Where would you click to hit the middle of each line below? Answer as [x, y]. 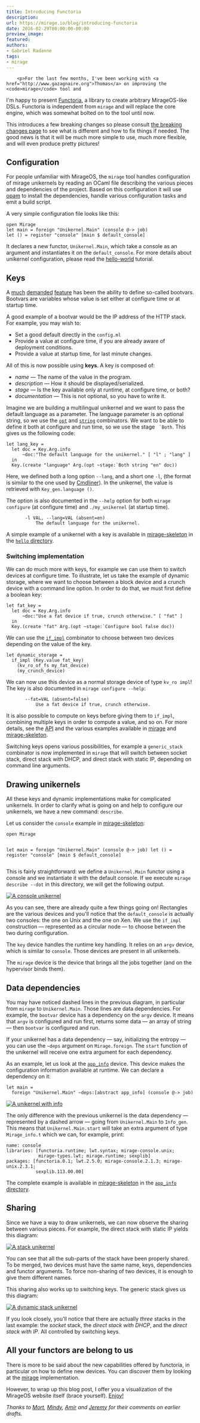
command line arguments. [38, 765]
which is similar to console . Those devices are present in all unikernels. [93, 951]
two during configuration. [37, 933]
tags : [13, 56]
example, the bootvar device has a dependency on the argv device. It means [100, 1015]
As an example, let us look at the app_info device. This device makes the [96, 1064]
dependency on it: [28, 1077]
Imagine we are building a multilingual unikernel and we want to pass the [96, 408]
